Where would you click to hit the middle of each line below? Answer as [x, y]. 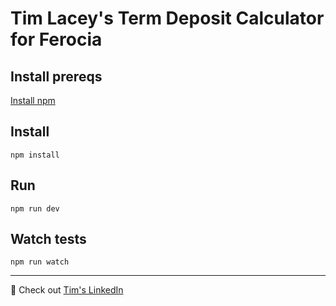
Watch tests [48, 239]
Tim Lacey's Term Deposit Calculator [167, 18]
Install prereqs [56, 76]
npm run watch [40, 262]
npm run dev [35, 208]
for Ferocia [56, 39]
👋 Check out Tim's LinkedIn [67, 290]
